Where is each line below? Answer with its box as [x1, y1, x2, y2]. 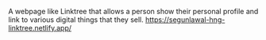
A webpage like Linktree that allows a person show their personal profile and [8, 7, 259, 16]
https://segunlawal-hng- [145, 15, 226, 24]
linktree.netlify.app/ [8, 24, 72, 32]
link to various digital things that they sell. [8, 15, 145, 24]
